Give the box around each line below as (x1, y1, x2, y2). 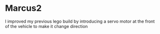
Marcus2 (5, 3, 42, 14)
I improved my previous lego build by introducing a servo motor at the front (5, 18, 155, 24)
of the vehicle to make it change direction (5, 23, 88, 29)
